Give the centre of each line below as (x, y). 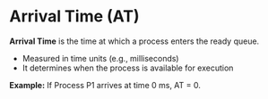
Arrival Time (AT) (74, 16)
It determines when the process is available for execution (128, 68)
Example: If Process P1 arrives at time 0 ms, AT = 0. (105, 85)
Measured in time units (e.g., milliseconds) (100, 58)
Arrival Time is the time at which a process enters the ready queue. (134, 41)
